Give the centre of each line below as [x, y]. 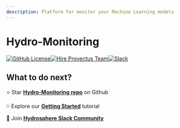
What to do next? [39, 77]
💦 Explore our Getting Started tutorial [53, 106]
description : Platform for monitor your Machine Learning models [90, 12]
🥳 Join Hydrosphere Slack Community [55, 118]
